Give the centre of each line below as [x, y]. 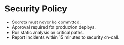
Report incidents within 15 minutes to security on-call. [65, 37]
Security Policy [36, 9]
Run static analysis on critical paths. [48, 32]
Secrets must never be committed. [46, 22]
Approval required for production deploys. [53, 27]
